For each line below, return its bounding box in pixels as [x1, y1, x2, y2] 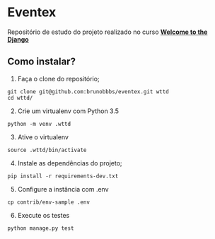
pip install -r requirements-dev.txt [7, 173, 119, 180]
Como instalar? [7, 56, 76, 68]
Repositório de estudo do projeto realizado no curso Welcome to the [7, 28, 208, 36]
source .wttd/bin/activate [7, 146, 87, 153]
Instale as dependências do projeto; [17, 158, 122, 167]
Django [7, 35, 30, 43]
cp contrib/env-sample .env [7, 199, 91, 206]
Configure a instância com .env [17, 185, 109, 193]
